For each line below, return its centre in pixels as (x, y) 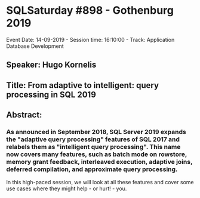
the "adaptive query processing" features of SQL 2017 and (93, 139)
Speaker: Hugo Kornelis (51, 65)
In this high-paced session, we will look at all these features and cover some (100, 182)
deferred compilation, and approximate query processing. (92, 169)
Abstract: (24, 115)
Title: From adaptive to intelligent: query (83, 85)
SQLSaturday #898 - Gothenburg (90, 10)
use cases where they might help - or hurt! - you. (67, 188)
